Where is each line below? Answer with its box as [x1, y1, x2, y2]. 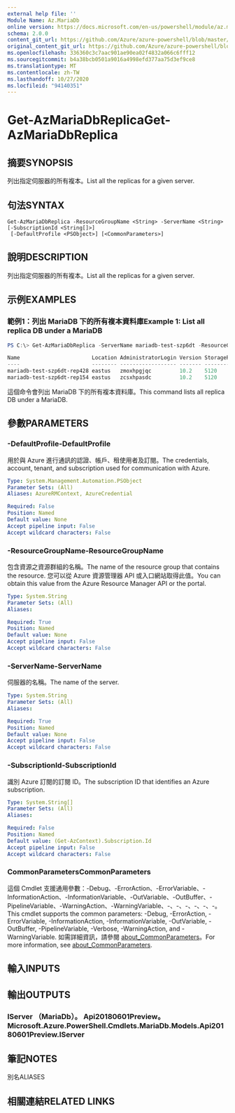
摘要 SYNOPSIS [7, 156, 73, 168]
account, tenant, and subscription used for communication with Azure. [7, 464, 211, 472]
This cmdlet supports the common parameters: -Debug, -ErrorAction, [7, 909, 208, 918]
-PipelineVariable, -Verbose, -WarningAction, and [38, 924, 180, 933]
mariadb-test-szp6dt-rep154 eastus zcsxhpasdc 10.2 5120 [7, 374, 218, 381]
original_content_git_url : [7, 43, 86, 50]
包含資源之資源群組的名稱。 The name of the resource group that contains [7, 562, 220, 571]
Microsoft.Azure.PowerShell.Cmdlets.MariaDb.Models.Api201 [7, 1020, 224, 1030]
